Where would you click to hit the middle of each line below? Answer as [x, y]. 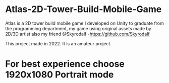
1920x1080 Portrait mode [60, 75]
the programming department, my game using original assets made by [78, 28]
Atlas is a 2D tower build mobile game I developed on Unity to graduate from [84, 23]
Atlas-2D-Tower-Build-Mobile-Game [83, 9]
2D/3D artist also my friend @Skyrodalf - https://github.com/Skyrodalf [77, 34]
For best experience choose [65, 64]
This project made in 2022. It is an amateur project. [59, 43]
